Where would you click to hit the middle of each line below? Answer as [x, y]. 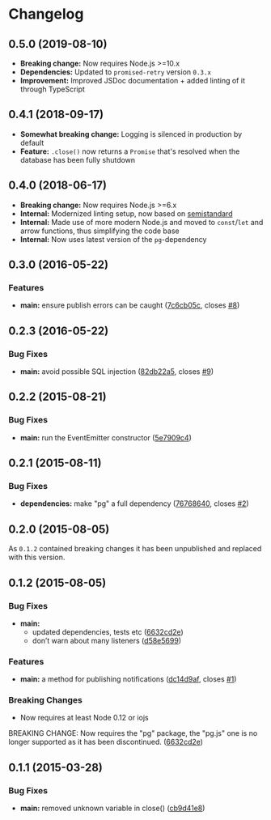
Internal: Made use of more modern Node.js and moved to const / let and [142, 222]
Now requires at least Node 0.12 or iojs [84, 718]
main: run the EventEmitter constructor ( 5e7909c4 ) [106, 437]
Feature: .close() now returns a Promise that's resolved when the [130, 151]
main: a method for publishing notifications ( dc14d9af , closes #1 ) [128, 679]
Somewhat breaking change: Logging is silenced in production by [131, 134]
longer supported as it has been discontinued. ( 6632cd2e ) [106, 742]
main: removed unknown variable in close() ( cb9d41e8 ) [112, 808]
